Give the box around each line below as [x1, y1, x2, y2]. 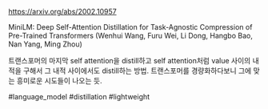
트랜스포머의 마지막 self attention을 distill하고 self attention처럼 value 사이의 [8, 56, 251, 65]
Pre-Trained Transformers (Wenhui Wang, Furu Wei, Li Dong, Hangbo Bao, [8, 31, 254, 40]
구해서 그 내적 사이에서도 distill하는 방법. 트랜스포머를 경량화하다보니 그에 [22, 66, 252, 75]
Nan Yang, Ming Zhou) [8, 39, 82, 49]
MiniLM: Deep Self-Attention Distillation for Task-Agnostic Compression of [8, 22, 253, 31]
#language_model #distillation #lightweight [8, 92, 150, 101]
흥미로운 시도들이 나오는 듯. [16, 76, 102, 85]
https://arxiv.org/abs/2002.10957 [8, 7, 118, 16]
